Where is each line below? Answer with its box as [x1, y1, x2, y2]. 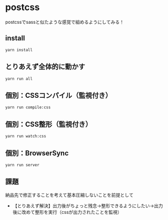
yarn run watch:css [5, 134, 47, 139]
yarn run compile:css [5, 105, 51, 110]
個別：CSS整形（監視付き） [5, 120, 93, 128]
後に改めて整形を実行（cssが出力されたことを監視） [12, 209, 122, 215]
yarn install [5, 47, 33, 52]
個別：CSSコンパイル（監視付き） [5, 91, 112, 100]
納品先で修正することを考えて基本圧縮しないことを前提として [5, 192, 134, 198]
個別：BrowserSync [5, 149, 69, 157]
